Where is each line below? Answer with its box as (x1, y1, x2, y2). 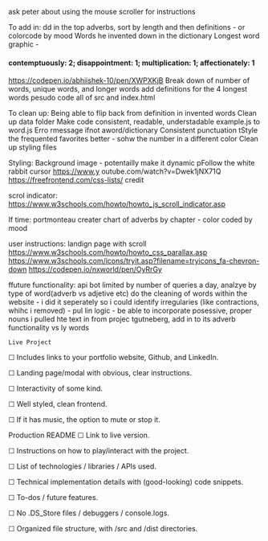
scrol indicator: (8, 191, 58, 200)
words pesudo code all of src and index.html (8, 92, 156, 103)
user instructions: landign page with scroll (8, 239, 147, 248)
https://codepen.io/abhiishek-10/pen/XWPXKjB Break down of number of (8, 76, 250, 85)
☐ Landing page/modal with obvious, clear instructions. (8, 368, 193, 378)
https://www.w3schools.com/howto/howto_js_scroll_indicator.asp (8, 199, 226, 209)
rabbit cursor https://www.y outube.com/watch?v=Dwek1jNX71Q (8, 166, 221, 176)
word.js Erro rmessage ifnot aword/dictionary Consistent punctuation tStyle (8, 125, 258, 135)
